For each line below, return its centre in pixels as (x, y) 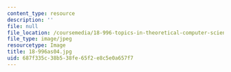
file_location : (29, 33)
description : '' (30, 20)
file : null (23, 26)
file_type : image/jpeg (40, 39)
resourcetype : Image (37, 45)
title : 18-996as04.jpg (40, 52)
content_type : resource (41, 13)
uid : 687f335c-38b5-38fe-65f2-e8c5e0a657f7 (70, 58)
